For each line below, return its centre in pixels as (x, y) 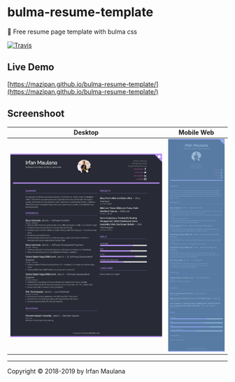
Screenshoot (36, 114)
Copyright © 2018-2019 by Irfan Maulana (66, 371)
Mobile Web (196, 132)
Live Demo (31, 67)
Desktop (86, 132)
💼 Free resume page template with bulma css (72, 32)
